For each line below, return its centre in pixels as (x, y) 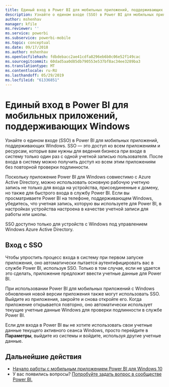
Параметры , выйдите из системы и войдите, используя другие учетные (83, 336)
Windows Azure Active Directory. (39, 229)
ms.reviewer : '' (22, 29)
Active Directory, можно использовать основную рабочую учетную (77, 182)
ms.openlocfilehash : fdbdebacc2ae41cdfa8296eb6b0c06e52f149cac (73, 57)
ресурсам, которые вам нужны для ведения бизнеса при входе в (76, 151)
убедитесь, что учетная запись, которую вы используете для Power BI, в (83, 203)
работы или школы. (26, 214)
